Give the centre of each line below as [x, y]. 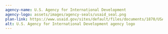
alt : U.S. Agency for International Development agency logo [70, 24]
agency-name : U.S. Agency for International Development [66, 10]
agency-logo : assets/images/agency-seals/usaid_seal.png [66, 14]
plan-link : [16, 19]
